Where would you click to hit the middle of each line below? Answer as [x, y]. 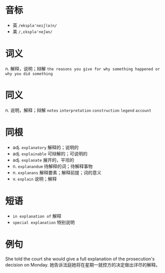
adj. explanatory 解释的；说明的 [46, 147]
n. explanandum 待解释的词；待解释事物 [52, 166]
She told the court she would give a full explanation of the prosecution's [80, 259]
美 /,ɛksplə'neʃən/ [33, 31]
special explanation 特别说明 [43, 222]
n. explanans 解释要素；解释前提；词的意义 [57, 172]
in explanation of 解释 [37, 216]
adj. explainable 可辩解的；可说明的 [50, 154]
